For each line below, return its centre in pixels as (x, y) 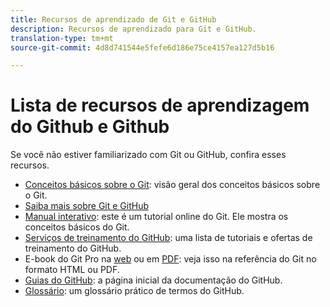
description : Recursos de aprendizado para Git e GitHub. (133, 29)
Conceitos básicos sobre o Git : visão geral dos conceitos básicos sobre (172, 185)
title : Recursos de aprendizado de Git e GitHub (113, 19)
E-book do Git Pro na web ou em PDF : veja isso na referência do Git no (170, 259)
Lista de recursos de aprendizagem (160, 105)
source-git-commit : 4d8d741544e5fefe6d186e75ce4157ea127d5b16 (142, 47)
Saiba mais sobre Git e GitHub (86, 206)
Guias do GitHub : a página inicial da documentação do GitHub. (153, 280)
